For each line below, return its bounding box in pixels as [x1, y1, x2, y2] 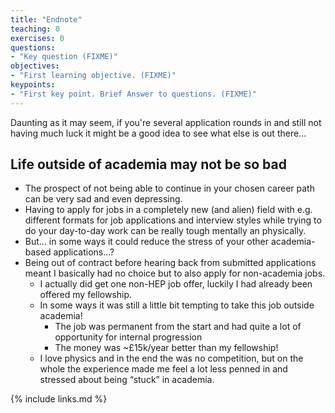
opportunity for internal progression [54, 331, 203, 343]
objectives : [10, 61, 60, 71]
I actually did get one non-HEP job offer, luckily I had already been [39, 278, 313, 290]
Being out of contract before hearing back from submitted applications [24, 257, 317, 269]
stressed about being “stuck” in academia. [39, 374, 215, 386]
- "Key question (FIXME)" [10, 52, 118, 62]
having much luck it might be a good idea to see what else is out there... [10, 127, 307, 139]
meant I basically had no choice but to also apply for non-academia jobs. [24, 267, 326, 280]
